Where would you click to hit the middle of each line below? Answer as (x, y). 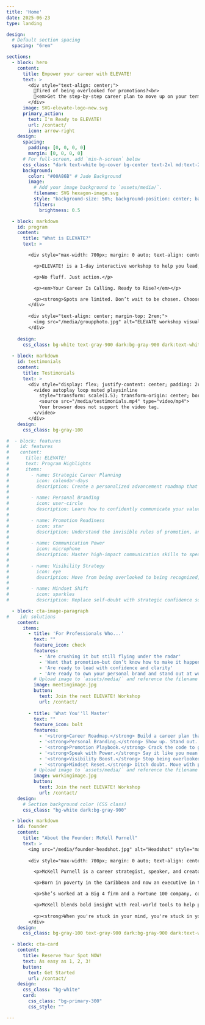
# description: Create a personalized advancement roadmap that (102, 487)
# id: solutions (31, 617)
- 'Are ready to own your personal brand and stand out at (115, 674)
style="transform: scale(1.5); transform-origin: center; (114, 396)
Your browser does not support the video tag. (99, 407)
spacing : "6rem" (32, 46)
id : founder (32, 827)
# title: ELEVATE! (37, 458)
